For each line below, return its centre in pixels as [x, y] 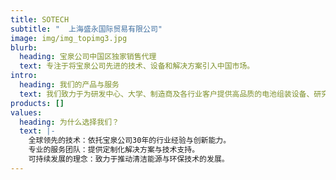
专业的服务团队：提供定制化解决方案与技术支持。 [114, 150]
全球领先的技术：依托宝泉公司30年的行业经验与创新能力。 [130, 141]
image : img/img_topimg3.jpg [69, 38]
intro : [24, 76]
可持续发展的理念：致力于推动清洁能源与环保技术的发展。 [129, 159]
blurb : [24, 47]
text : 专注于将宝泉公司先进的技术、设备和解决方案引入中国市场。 [137, 66]
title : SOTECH [40, 19]
